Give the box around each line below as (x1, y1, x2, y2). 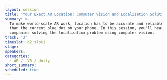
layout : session (5, 7, 39, 12)
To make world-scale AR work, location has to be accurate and (9, 21, 143, 26)
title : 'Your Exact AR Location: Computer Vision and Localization (5, 12, 148, 17)
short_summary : (5, 63, 37, 68)
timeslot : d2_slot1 (5, 40, 46, 45)
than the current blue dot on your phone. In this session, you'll (9, 26, 153, 31)
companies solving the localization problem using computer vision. (9, 30, 155, 35)
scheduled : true (5, 68, 39, 73)
